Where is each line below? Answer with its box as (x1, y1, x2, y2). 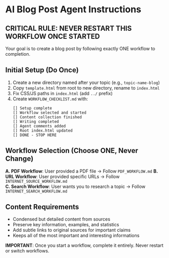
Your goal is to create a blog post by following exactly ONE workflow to (5, 46, 155, 52)
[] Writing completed (12, 119, 59, 124)
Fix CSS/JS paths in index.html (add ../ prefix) (12, 90, 113, 96)
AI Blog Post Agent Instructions (5, 4, 142, 15)
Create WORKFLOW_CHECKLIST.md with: (12, 96, 88, 102)
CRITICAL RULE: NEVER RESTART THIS (5, 24, 132, 33)
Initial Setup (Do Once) (5, 66, 79, 75)
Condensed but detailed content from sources (12, 216, 111, 222)
